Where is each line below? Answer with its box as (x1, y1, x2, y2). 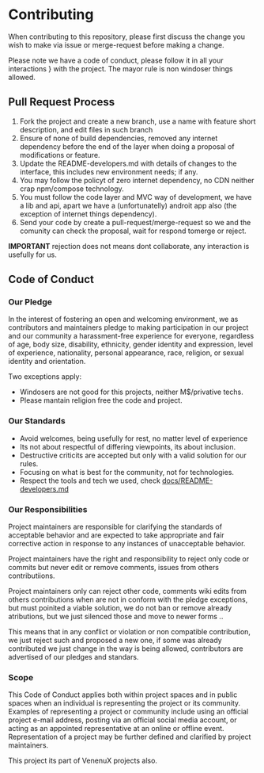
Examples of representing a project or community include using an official (8, 707, 249, 717)
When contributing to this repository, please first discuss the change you (8, 32, 245, 41)
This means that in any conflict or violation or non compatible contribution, (8, 627, 251, 637)
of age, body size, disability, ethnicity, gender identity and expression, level (8, 339, 254, 350)
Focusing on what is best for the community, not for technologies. (19, 467, 235, 476)
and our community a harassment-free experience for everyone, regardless (8, 331, 255, 341)
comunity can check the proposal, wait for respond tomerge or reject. (19, 226, 247, 235)
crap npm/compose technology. (19, 184, 124, 193)
